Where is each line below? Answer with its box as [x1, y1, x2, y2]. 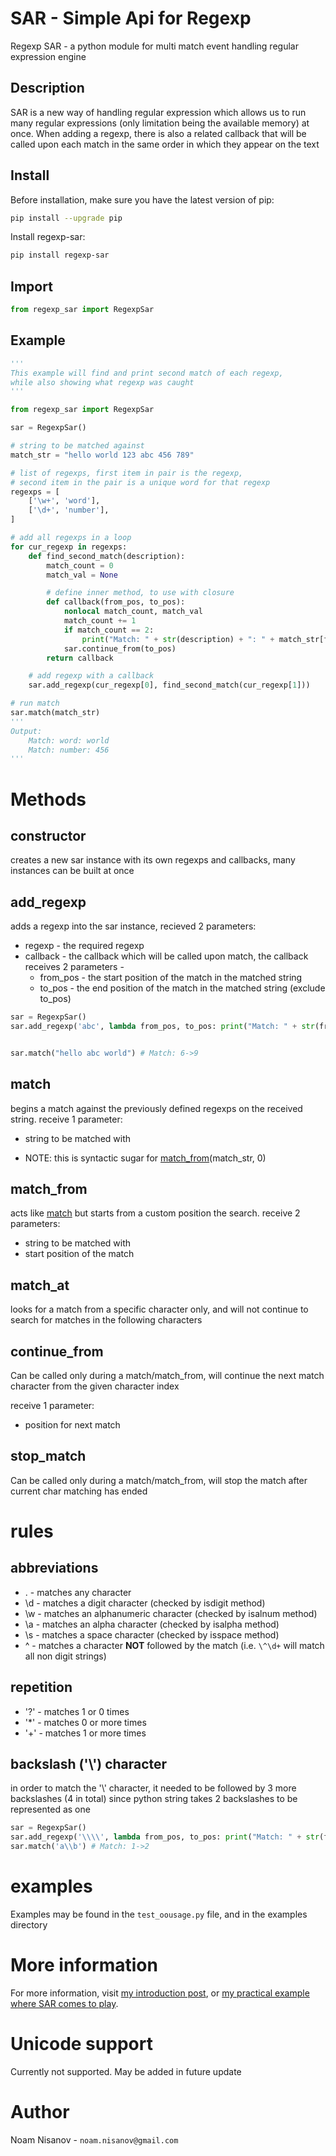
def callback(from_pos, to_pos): [46, 597, 186, 607]
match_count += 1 [63, 616, 137, 626]
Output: [10, 726, 43, 736]
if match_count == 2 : [63, 625, 155, 635]
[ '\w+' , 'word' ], [28, 496, 101, 506]
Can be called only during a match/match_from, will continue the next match [10, 1370, 325, 1381]
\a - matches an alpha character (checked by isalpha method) [24, 1618, 280, 1630]
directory [10, 1919, 48, 1931]
